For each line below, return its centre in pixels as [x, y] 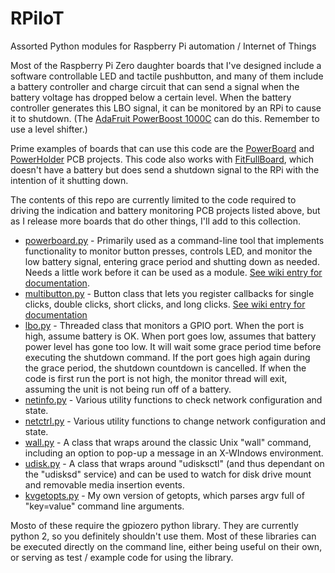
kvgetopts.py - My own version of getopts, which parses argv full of [164, 495]
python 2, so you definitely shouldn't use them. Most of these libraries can [163, 536]
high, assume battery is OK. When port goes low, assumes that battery [170, 336]
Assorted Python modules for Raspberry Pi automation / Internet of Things [163, 46]
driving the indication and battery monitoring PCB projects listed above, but [165, 210]
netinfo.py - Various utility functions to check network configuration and [173, 399]
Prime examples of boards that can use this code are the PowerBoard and [162, 148]
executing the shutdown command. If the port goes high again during [167, 357]
